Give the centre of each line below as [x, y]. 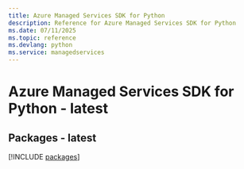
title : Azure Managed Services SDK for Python [87, 15]
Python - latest [58, 109]
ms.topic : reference [43, 38]
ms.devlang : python [41, 45]
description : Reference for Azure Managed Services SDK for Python [122, 23]
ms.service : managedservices [56, 52]
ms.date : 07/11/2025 [43, 30]
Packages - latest [52, 138]
